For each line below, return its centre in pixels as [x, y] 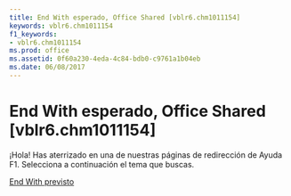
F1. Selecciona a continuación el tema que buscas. [102, 164]
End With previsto [42, 181]
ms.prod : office [39, 51]
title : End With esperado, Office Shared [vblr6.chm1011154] [125, 17]
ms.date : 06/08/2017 [48, 68]
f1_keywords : [33, 34]
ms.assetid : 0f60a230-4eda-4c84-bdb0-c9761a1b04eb [105, 59]
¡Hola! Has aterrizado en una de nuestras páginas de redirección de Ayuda [146, 155]
